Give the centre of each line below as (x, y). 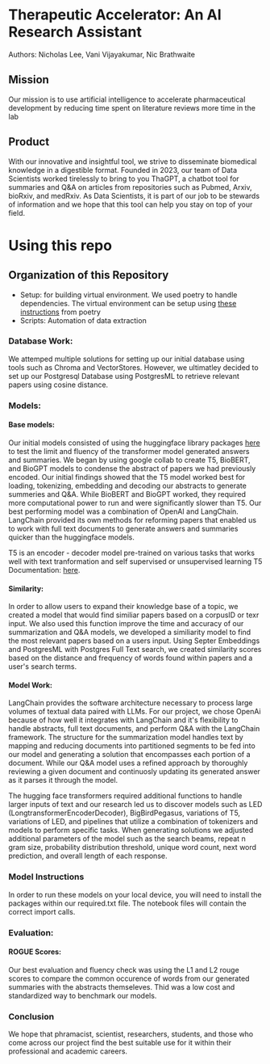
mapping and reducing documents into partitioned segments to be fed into (132, 746)
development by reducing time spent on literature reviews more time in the (132, 107)
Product (29, 142)
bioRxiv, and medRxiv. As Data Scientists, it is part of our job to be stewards (134, 196)
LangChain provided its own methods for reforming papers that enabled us (132, 519)
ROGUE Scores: (35, 952)
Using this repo (60, 245)
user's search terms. (43, 667)
